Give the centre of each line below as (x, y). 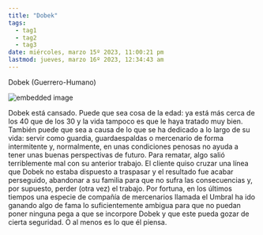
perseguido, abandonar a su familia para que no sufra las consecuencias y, (130, 180)
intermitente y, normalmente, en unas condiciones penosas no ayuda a (123, 146)
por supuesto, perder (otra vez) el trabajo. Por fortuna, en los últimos (120, 188)
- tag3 (26, 45)
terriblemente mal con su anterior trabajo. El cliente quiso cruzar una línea (128, 163)
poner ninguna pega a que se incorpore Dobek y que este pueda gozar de (129, 214)
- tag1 (26, 30)
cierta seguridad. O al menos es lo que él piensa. (88, 222)
